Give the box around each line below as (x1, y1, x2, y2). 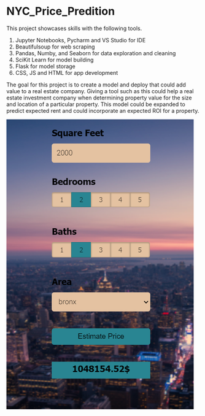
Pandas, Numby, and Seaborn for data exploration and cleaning (15, 49, 176, 56)
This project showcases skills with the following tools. (6, 25, 142, 32)
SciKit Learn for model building (15, 56, 94, 63)
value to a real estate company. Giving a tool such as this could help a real (6, 87, 194, 94)
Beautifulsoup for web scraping (15, 43, 95, 50)
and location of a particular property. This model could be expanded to (6, 100, 185, 108)
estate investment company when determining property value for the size (6, 94, 192, 101)
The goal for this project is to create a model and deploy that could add (6, 81, 186, 88)
